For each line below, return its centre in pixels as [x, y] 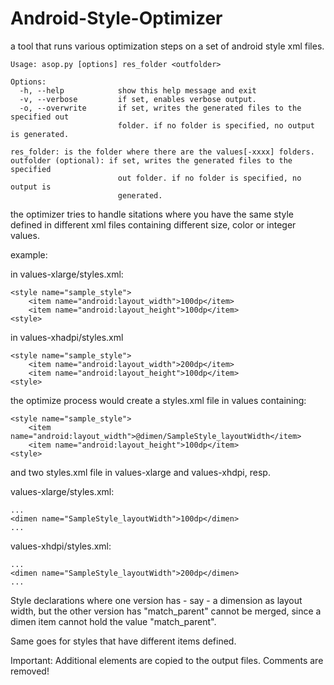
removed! [30, 671]
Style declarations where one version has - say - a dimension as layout [156, 600]
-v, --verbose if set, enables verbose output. [138, 99]
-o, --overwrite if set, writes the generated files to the [160, 108]
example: [29, 254]
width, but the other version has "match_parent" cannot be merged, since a [166, 611]
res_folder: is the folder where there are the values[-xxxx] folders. [162, 152]
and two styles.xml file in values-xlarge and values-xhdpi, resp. [140, 472]
